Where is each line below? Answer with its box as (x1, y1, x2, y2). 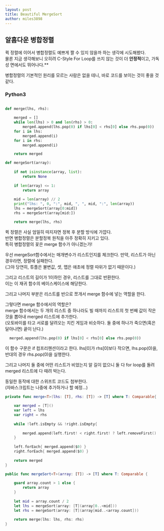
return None (23, 174, 47, 179)
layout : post (5, 7, 32, 12)
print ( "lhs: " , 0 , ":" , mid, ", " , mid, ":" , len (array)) (14, 202, 135, 207)
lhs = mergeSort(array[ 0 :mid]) (14, 206, 78, 211)
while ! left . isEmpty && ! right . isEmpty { (14, 422, 97, 426)
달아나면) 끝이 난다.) (5, 326, 44, 332)
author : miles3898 (5, 16, 43, 21)
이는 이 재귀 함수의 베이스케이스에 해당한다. (5, 280, 88, 286)
